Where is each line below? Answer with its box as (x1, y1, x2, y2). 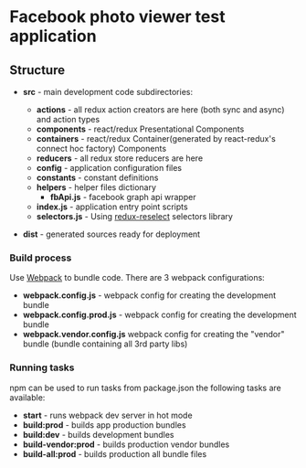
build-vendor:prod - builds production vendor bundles (22, 439, 230, 450)
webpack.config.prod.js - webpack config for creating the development (22, 309, 297, 321)
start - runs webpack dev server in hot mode (22, 409, 194, 420)
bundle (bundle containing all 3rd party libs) (22, 338, 188, 349)
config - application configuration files (36, 163, 183, 173)
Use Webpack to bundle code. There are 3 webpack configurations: (9, 272, 265, 283)
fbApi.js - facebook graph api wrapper (49, 192, 196, 202)
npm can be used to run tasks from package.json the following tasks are (9, 382, 281, 393)
